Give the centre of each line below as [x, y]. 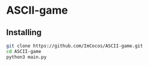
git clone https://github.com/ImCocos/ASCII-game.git [75, 46]
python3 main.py [26, 57]
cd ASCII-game [24, 51]
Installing [24, 32]
